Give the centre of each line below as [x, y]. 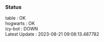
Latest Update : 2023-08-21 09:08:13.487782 [52, 34]
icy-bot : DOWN [22, 29]
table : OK [16, 18]
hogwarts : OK [20, 23]
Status [13, 7]
